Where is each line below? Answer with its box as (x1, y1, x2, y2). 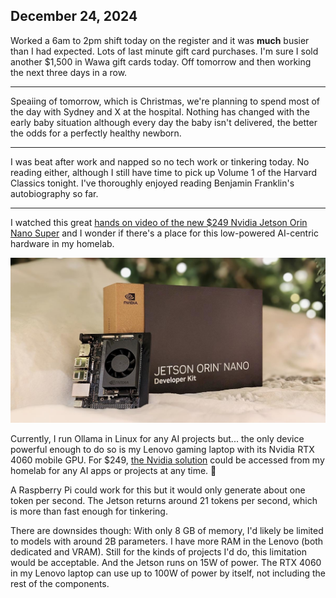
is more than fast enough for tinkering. (10, 505, 168, 518)
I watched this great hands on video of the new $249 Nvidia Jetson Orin (10, 216, 308, 228)
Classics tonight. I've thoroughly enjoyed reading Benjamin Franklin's (10, 177, 295, 189)
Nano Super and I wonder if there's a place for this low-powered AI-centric (10, 227, 319, 239)
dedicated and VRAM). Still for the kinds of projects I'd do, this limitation (10, 546, 307, 558)
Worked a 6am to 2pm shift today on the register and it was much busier (10, 34, 310, 46)
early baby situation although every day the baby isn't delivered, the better (10, 116, 318, 128)
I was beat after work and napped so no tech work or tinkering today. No (10, 155, 310, 168)
